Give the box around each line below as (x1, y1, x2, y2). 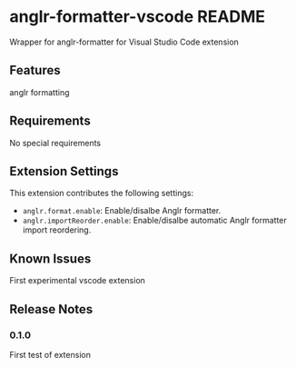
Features (9, 63, 61, 78)
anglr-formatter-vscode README (9, 6, 266, 27)
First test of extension (9, 349, 91, 360)
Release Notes (9, 302, 94, 317)
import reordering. (22, 224, 92, 235)
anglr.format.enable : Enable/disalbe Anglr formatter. (22, 205, 222, 216)
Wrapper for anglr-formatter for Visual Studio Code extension (9, 36, 239, 47)
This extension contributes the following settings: (9, 188, 193, 199)
